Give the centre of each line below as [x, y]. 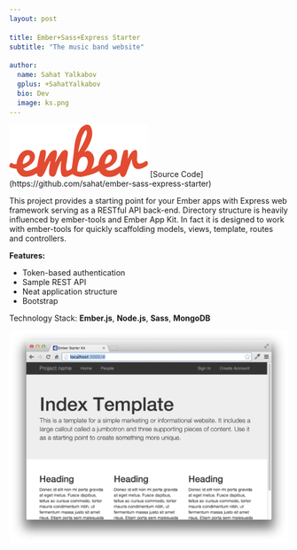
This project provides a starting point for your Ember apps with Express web [148, 200]
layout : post [33, 19]
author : [23, 66]
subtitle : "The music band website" [77, 47]
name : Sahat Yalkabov [57, 75]
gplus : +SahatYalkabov [59, 84]
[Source [164, 174]
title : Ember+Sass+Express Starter [75, 37]
